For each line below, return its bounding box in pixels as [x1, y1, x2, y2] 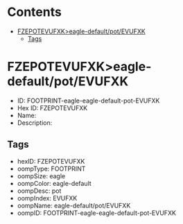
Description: [17, 119, 53, 127]
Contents [7, 4, 62, 20]
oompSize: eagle [17, 171, 66, 180]
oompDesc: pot [17, 187, 62, 195]
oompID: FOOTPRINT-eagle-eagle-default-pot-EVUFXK [17, 209, 177, 217]
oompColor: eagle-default [17, 179, 91, 187]
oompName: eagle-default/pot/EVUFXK [17, 201, 131, 209]
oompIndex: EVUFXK [17, 193, 78, 202]
